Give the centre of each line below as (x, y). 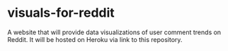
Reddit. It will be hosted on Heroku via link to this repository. (95, 39)
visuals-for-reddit (61, 13)
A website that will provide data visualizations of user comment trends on (114, 32)
